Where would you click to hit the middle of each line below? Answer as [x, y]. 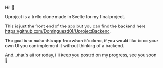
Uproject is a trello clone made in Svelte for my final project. [65, 17]
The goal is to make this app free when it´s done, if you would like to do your [82, 41]
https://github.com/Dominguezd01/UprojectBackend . [58, 31]
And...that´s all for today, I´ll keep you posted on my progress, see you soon [81, 55]
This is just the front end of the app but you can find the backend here [75, 26]
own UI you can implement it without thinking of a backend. [64, 46]
